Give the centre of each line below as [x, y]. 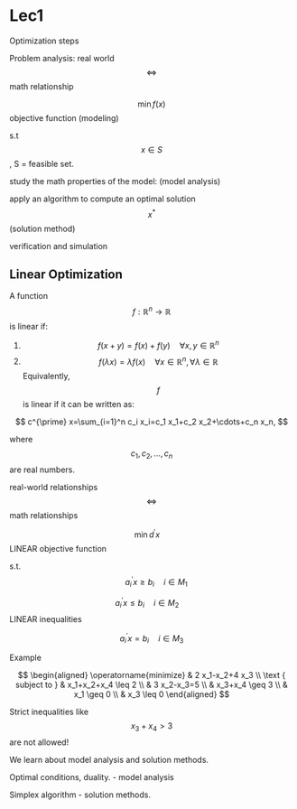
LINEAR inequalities [46, 618]
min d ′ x [147, 534]
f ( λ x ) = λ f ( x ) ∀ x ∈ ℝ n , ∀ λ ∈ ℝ [158, 360]
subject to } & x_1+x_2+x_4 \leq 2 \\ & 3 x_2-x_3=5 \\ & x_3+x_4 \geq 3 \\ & [152, 685]
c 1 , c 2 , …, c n [152, 455]
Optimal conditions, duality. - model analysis [92, 776]
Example [26, 658]
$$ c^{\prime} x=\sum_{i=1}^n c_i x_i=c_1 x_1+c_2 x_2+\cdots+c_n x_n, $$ [152, 422]
